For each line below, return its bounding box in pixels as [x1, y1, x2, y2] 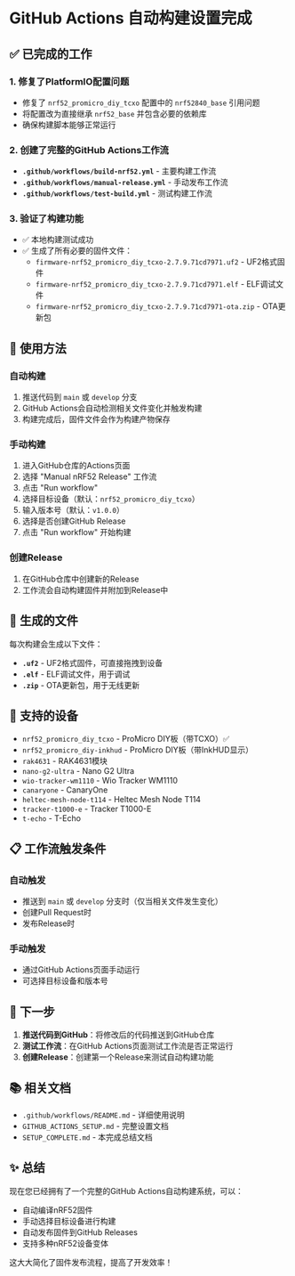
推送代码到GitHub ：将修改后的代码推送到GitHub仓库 [21, 1029, 215, 1040]
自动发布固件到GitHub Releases [21, 1226, 138, 1238]
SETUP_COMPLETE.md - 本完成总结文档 [21, 1132, 153, 1142]
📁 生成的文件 [9, 614, 78, 629]
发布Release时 [21, 918, 76, 929]
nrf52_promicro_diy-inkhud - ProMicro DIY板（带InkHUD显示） [21, 744, 253, 755]
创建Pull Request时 [21, 907, 92, 918]
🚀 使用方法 [9, 340, 67, 356]
